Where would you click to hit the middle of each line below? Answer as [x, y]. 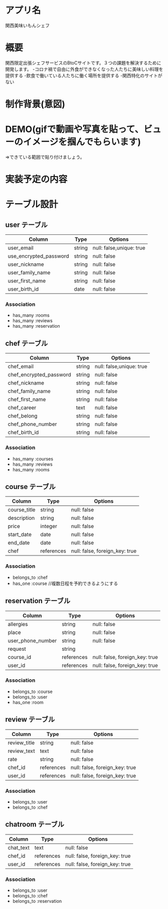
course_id [19, 657]
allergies [18, 624]
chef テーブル [27, 343]
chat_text [19, 848]
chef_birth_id [23, 433]
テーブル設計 [32, 205]
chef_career [22, 408]
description [21, 518]
